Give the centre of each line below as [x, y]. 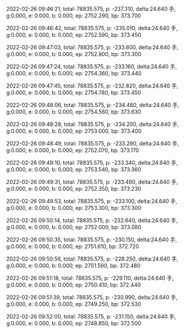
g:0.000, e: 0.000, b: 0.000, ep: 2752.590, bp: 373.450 [74, 35]
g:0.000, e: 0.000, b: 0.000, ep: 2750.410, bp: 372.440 [74, 285]
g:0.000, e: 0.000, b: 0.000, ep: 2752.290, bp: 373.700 [74, 16]
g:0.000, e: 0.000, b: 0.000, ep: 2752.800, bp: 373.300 [74, 54]
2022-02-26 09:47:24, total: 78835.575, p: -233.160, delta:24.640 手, [92, 66]
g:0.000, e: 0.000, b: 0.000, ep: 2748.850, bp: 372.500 [74, 323]
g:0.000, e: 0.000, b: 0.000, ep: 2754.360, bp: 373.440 [74, 73]
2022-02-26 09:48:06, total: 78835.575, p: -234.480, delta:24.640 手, [93, 105]
